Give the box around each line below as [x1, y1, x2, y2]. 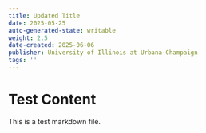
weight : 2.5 [8, 33, 48, 42]
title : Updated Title [8, 11, 81, 20]
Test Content [8, 91, 97, 108]
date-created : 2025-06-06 [8, 41, 94, 49]
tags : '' [8, 57, 38, 65]
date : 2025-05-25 [8, 19, 66, 27]
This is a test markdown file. [8, 116, 101, 126]
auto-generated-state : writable [8, 26, 116, 34]
